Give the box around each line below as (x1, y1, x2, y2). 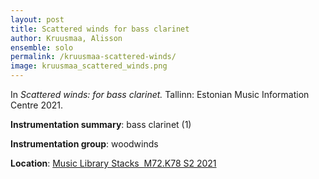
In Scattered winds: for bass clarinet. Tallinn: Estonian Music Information (10, 89, 310, 100)
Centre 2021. (10, 99, 64, 111)
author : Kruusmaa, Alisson (10, 33, 123, 43)
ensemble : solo (10, 42, 74, 53)
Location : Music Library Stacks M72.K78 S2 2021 (10, 157, 217, 169)
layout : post (10, 14, 65, 25)
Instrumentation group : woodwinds (10, 138, 159, 150)
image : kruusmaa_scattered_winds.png (10, 61, 168, 71)
